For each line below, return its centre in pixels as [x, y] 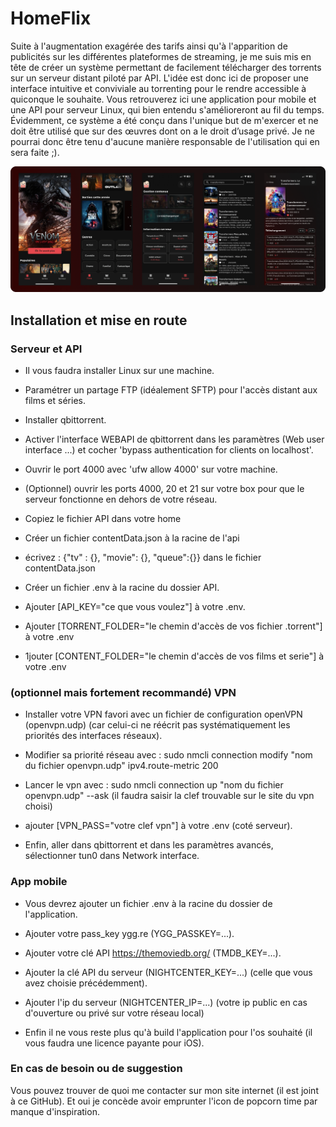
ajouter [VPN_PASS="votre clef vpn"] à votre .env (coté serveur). [158, 826]
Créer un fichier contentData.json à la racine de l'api [132, 538]
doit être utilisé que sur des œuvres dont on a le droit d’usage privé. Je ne [162, 131]
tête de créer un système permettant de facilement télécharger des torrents [166, 67]
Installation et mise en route [99, 320]
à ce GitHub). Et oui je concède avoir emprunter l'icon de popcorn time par [164, 1101]
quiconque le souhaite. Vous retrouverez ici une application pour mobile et [163, 99]
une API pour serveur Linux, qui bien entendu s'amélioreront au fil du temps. [167, 109]
